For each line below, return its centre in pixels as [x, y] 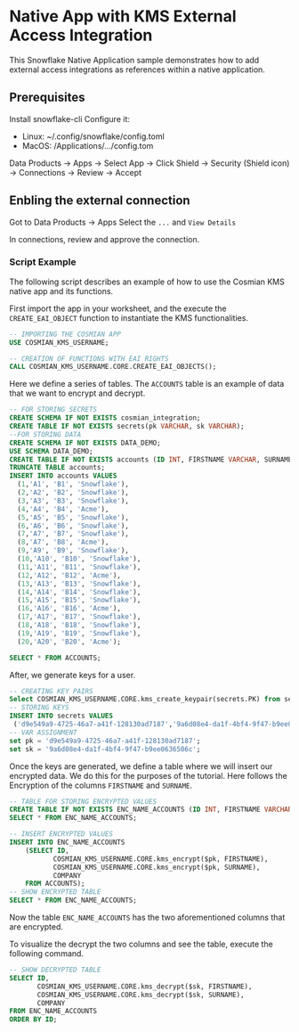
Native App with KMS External [123, 16]
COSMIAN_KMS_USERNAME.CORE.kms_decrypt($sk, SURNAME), [141, 995]
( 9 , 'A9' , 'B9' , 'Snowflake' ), [73, 551]
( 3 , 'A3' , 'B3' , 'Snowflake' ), [73, 501]
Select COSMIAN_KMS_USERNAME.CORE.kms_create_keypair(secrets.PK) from [145, 700]
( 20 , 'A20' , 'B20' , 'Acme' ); [69, 642]
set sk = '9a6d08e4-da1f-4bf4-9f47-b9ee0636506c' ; [105, 749]
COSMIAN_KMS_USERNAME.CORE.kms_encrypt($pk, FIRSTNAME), [161, 859]
